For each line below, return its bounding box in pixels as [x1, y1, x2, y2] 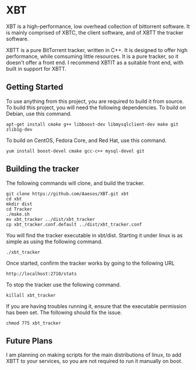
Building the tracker [6, 164, 80, 174]
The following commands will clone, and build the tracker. [6, 179, 145, 186]
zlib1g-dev [6, 126, 33, 132]
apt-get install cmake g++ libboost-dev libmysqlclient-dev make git [6, 121, 179, 127]
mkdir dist [6, 201, 33, 207]
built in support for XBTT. [6, 65, 67, 72]
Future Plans [6, 336, 53, 345]
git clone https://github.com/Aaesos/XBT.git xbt [6, 191, 129, 196]
